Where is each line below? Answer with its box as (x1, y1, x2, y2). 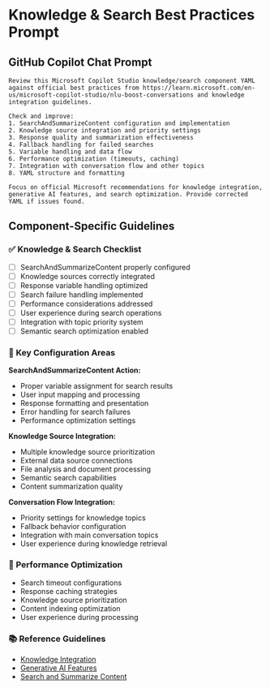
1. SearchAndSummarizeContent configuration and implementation (8, 119, 230, 127)
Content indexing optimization (19, 603, 121, 614)
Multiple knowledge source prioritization (19, 447, 156, 457)
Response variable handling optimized (19, 280, 148, 290)
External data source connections (19, 456, 133, 466)
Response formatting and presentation (19, 398, 149, 408)
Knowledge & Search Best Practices (8, 6, 255, 24)
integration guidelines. (8, 98, 92, 106)
